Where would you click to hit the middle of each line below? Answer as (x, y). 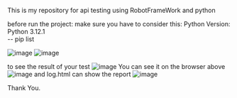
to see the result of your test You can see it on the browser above (116, 66)
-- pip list (21, 39)
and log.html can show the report (83, 74)
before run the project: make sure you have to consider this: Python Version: (119, 24)
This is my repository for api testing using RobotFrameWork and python (112, 10)
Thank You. (24, 88)
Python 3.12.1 (26, 32)
